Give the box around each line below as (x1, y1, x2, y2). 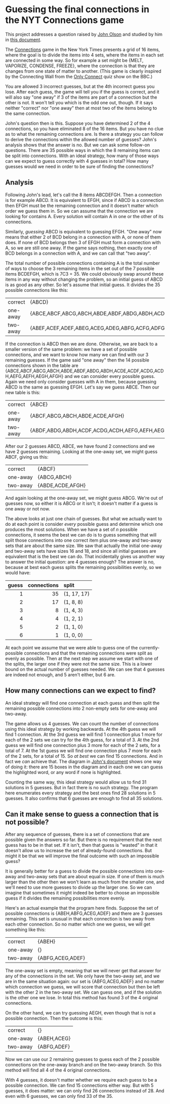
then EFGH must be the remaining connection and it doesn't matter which (5, 202, 158, 208)
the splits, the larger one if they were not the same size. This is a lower (5, 661, 152, 667)
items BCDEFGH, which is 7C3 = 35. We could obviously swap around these (5, 271, 164, 277)
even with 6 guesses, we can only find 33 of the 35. (5, 1093, 113, 1099)
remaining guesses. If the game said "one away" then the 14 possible (5, 357, 149, 363)
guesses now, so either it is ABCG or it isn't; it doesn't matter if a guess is (5, 500, 158, 506)
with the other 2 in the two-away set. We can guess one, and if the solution (5, 989, 162, 995)
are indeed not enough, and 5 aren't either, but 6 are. (5, 671, 116, 677)
